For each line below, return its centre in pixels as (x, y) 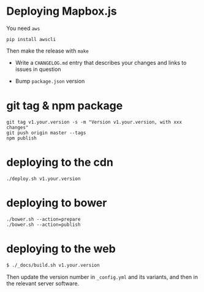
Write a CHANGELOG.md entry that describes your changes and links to (101, 62)
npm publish (21, 138)
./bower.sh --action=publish (43, 225)
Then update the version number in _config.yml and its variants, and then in (102, 277)
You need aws (23, 28)
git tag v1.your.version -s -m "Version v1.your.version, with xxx (94, 122)
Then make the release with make (47, 51)
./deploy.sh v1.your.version (43, 179)
